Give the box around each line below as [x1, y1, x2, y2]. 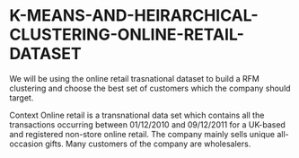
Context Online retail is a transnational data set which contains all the [9, 110, 265, 120]
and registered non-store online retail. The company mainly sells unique [9, 128, 276, 139]
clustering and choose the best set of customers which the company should [9, 83, 291, 93]
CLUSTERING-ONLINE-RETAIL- [9, 24, 245, 45]
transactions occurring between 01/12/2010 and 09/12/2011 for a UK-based [9, 118, 286, 130]
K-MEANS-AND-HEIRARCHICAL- [9, 5, 259, 26]
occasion [9, 138, 43, 149]
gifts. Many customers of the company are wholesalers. [44, 138, 251, 149]
